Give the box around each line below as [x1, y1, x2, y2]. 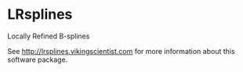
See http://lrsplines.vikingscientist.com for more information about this [7, 46, 236, 56]
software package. [7, 55, 68, 64]
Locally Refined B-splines [7, 31, 90, 41]
